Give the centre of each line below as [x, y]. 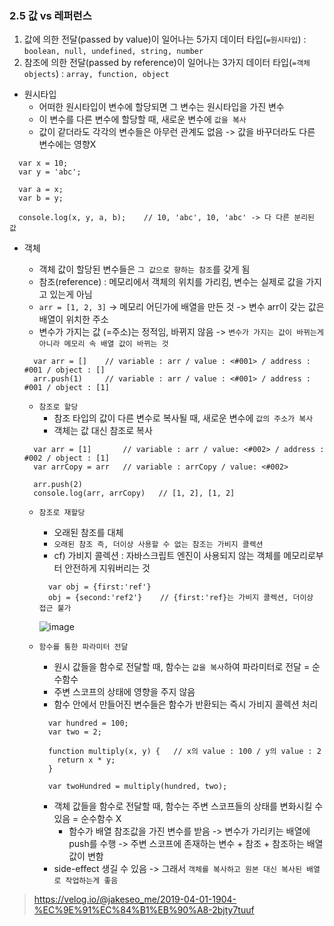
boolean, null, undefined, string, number [113, 52]
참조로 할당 [58, 407]
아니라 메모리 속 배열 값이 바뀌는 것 [103, 344]
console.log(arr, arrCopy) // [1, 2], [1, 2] [134, 493]
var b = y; [41, 198]
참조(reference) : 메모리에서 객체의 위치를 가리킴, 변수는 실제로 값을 [171, 282]
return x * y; [86, 760]
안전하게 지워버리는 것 [107, 568]
